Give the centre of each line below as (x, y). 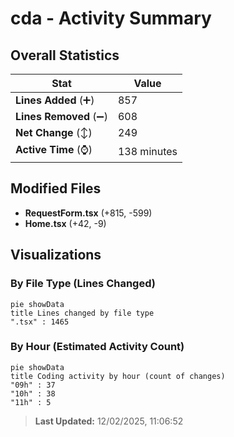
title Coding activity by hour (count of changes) (118, 376)
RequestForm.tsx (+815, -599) (88, 213)
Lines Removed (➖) (61, 116)
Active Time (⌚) (54, 149)
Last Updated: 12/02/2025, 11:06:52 (109, 421)
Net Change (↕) (54, 132)
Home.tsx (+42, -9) (65, 223)
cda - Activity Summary (111, 18)
